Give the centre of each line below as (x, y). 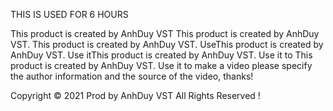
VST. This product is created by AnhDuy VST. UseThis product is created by (167, 44)
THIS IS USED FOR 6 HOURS (69, 14)
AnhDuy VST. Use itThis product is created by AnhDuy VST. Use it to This (161, 55)
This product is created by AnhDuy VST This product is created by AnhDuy (165, 33)
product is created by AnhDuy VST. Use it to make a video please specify (161, 65)
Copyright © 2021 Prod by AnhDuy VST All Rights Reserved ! (135, 95)
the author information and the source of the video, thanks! (132, 76)
